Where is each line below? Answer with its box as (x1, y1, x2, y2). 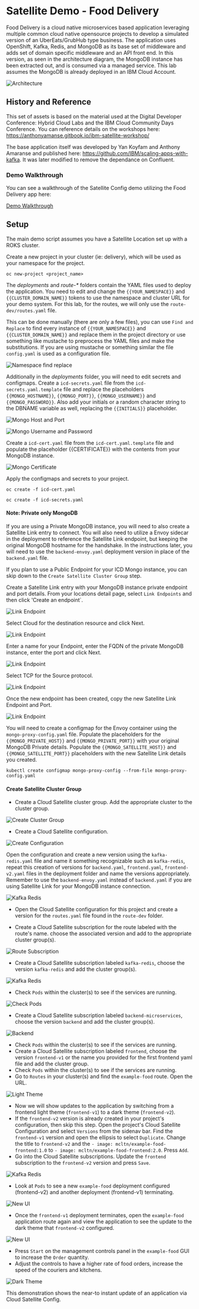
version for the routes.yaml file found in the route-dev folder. (14, 912, 164, 920)
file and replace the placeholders (63, 385, 144, 392)
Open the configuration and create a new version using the (6, 851, 150, 858)
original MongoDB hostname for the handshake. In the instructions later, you (6, 542, 193, 549)
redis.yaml (6, 859, 33, 865)
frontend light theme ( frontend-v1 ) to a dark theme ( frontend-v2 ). (14, 1109, 176, 1116)
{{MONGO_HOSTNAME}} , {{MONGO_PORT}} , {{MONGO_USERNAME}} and (6, 392, 156, 399)
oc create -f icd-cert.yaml (6, 487, 76, 493)
